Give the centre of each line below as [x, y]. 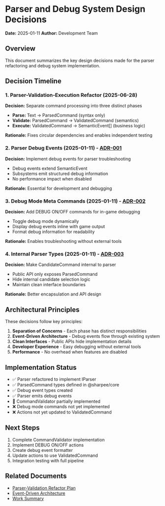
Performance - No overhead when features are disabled [69, 352]
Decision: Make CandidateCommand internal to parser [61, 265]
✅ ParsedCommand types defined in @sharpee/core [66, 385]
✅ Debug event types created [42, 390]
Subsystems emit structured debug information [60, 174]
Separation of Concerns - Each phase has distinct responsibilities [79, 331]
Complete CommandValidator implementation [58, 440]
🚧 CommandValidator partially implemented [56, 401]
